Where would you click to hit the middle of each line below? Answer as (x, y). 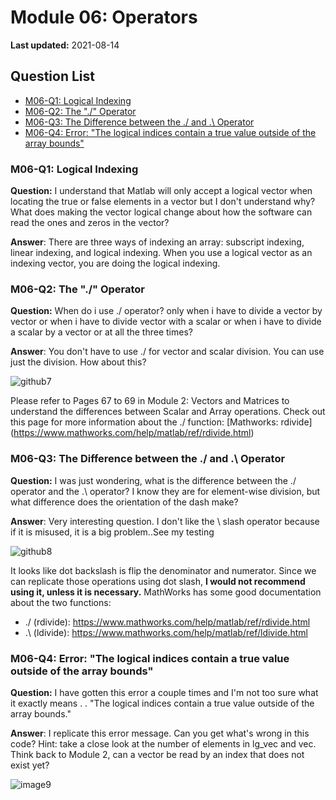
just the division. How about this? (78, 362)
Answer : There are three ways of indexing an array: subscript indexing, (157, 242)
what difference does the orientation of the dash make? (124, 502)
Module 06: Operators (104, 17)
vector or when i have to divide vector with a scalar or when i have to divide (166, 322)
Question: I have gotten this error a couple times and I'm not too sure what (164, 692)
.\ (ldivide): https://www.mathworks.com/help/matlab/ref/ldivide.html (166, 632)
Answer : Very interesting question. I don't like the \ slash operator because (165, 521)
